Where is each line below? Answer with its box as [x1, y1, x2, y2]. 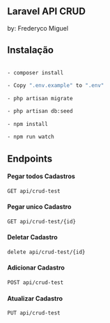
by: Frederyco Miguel [7, 24, 68, 32]
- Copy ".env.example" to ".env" [7, 82, 104, 89]
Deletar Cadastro [7, 233, 58, 242]
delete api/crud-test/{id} [7, 249, 86, 255]
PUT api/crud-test [7, 310, 61, 317]
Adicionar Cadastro [7, 264, 65, 272]
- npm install [7, 120, 49, 127]
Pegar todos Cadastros [7, 172, 75, 180]
